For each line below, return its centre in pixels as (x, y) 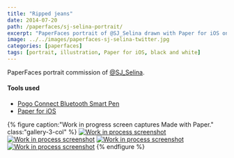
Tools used (24, 88)
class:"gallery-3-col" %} (42, 132)
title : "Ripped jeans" (40, 14)
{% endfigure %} (120, 147)
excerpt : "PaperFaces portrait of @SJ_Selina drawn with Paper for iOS (113, 33)
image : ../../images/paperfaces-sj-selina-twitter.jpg (88, 40)
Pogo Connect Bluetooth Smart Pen (68, 104)
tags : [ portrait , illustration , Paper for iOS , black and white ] (104, 53)
